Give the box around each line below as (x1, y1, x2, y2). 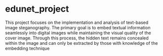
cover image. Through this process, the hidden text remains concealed (5, 35, 149, 41)
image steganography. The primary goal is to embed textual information (5, 24, 151, 30)
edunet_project (5, 3, 69, 15)
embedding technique (5, 45, 50, 51)
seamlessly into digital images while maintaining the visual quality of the (5, 30, 151, 36)
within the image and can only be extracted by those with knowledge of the (5, 40, 158, 46)
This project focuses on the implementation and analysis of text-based (5, 19, 149, 25)
